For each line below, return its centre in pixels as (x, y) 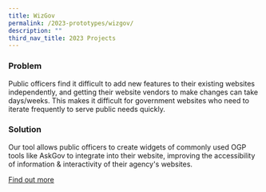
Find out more (31, 179)
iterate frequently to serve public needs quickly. (87, 109)
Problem (25, 66)
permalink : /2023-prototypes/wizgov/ (71, 23)
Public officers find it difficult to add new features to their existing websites (132, 83)
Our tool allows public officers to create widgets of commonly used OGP (127, 147)
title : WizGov (32, 16)
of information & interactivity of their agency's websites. (101, 164)
